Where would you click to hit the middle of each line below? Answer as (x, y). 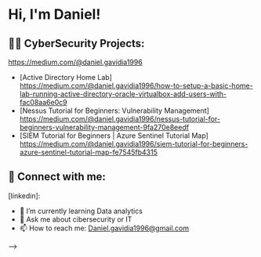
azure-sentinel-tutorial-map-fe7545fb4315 (89, 152)
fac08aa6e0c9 (43, 102)
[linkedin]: (24, 195)
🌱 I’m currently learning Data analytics (81, 211)
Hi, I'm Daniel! (54, 14)
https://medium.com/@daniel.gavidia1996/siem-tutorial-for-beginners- (134, 144)
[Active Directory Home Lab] (65, 77)
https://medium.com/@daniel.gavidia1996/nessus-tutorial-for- (120, 119)
